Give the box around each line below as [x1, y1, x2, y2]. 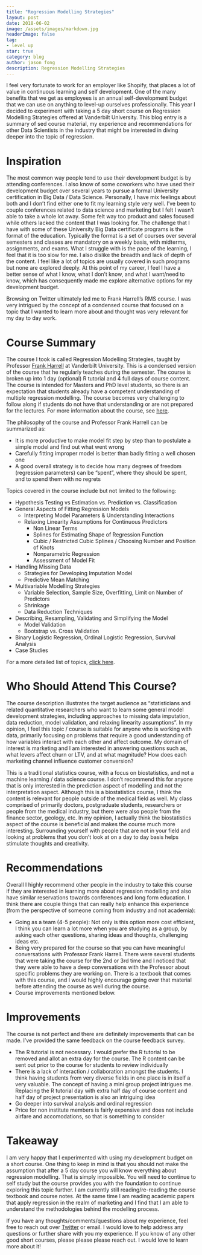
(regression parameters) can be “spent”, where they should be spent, [14, 469, 188, 477]
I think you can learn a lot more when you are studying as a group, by [14, 925, 188, 932]
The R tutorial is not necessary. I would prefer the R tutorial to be [14, 1049, 176, 1056]
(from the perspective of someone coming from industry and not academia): [6, 907, 196, 914]
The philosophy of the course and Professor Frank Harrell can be [6, 419, 168, 426]
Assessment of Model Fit [33, 557, 95, 564]
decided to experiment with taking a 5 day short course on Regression [6, 107, 181, 115]
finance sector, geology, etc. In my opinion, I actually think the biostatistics [6, 814, 192, 821]
